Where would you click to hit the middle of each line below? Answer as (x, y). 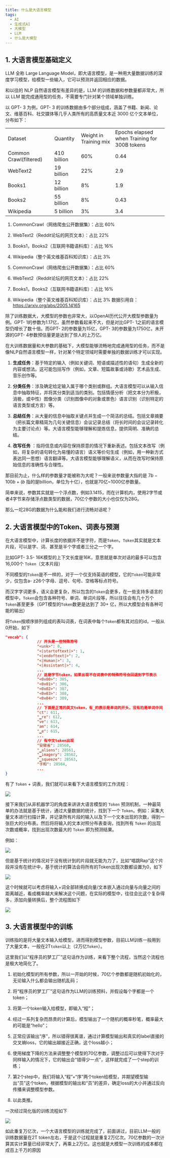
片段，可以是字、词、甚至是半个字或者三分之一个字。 (61, 546)
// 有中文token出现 (56, 741)
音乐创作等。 (26, 375)
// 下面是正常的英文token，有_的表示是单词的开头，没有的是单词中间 (100, 708)
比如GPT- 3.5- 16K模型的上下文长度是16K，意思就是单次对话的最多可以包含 (83, 557)
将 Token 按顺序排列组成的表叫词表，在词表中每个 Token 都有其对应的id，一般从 (85, 621)
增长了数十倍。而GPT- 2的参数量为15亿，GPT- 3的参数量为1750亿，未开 (89, 328)
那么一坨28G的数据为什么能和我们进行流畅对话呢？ (58, 509)
